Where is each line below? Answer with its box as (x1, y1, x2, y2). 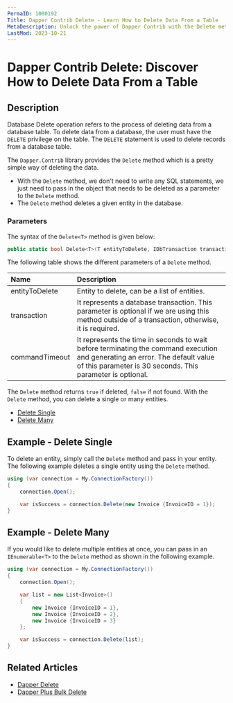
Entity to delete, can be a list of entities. (76, 286, 205, 296)
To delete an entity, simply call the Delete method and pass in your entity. (7, 455, 217, 463)
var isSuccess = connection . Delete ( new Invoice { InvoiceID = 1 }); (19, 501, 216, 508)
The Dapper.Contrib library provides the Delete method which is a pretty (7, 156, 214, 164)
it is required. (76, 324, 120, 334)
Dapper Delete (17, 680, 59, 688)
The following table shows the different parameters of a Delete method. (7, 258, 212, 266)
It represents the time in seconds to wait (76, 335, 208, 345)
